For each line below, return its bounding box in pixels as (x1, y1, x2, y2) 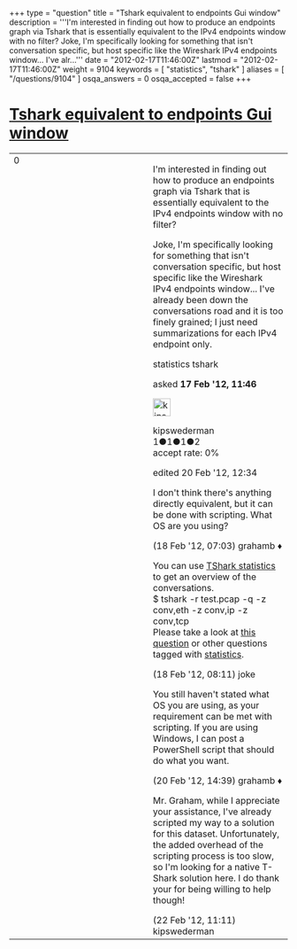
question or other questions (153, 637, 268, 650)
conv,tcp (153, 615, 190, 627)
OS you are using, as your (153, 699, 260, 712)
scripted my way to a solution (153, 816, 275, 828)
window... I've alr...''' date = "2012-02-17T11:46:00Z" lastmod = (9, 55, 239, 65)
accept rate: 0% (153, 447, 220, 459)
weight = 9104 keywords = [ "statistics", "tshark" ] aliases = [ (62, 64, 285, 74)
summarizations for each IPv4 (153, 327, 278, 339)
